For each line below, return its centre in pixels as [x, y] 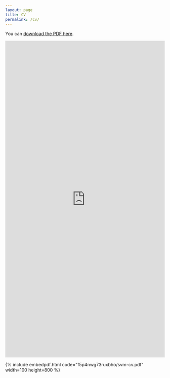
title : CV [16, 15]
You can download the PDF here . [39, 34]
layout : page [19, 10]
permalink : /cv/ [22, 19]
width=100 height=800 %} [33, 370]
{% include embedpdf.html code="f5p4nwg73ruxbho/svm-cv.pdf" [75, 365]
